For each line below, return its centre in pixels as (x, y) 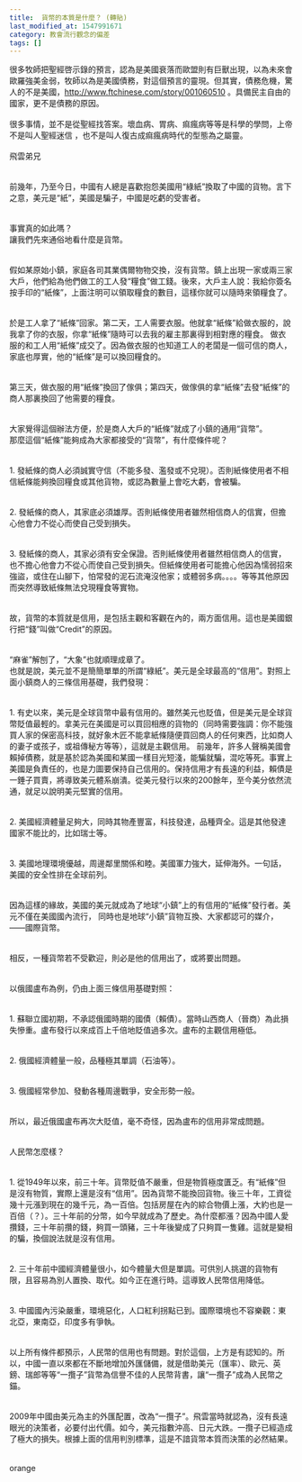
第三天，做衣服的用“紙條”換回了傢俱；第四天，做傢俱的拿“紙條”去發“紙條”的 (150, 387)
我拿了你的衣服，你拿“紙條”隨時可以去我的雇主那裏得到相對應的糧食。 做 (144, 334)
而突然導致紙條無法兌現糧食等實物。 (76, 587)
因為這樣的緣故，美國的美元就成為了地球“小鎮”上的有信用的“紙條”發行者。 (146, 905)
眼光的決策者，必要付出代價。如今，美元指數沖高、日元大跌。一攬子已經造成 (151, 1428)
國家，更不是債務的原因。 (57, 104)
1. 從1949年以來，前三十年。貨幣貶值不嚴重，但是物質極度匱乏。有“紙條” (144, 1182)
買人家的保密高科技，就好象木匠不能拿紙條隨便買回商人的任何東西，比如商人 (151, 735)
